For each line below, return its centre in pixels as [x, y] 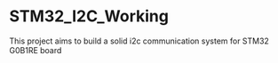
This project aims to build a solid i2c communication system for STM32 [139, 41]
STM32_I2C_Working [89, 16]
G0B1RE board [36, 50]
